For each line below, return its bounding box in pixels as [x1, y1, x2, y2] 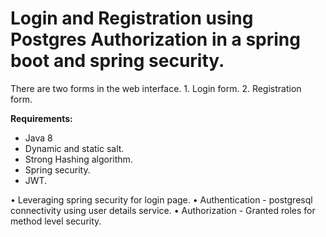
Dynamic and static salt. [24, 142, 125, 154]
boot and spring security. [10, 50, 225, 72]
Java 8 [24, 132, 53, 144]
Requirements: [10, 112, 73, 124]
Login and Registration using [10, 7, 254, 30]
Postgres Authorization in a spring [10, 28, 301, 51]
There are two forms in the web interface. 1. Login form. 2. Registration [10, 82, 302, 94]
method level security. [10, 215, 102, 227]
